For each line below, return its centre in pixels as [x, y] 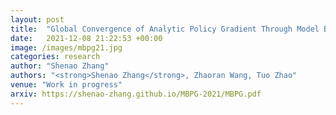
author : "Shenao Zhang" [60, 66]
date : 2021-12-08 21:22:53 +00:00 [86, 38]
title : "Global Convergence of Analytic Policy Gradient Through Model [165, 29]
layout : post [37, 19]
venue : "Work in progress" [66, 85]
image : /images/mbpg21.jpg [66, 47]
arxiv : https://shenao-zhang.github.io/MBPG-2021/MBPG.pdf [136, 94]
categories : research [55, 57]
